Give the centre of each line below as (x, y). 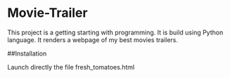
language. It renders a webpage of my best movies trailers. (92, 39)
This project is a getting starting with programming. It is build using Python (115, 32)
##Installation (27, 53)
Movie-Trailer (47, 13)
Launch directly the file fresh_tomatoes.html (71, 67)
